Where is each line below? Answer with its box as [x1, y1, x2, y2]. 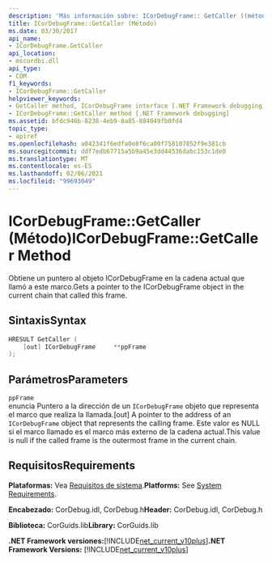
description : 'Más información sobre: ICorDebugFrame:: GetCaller [8, 11, 237, 20]
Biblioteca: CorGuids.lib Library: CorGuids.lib [8, 520, 159, 530]
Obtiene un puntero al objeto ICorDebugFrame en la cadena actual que [8, 273, 245, 283]
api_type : [8, 65, 42, 73]
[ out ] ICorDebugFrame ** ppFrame [23, 343, 147, 351]
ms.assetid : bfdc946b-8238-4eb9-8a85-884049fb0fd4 [8, 117, 183, 125]
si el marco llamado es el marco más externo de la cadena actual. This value [8, 427, 261, 437]
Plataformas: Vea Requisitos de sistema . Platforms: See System [8, 480, 223, 490]
